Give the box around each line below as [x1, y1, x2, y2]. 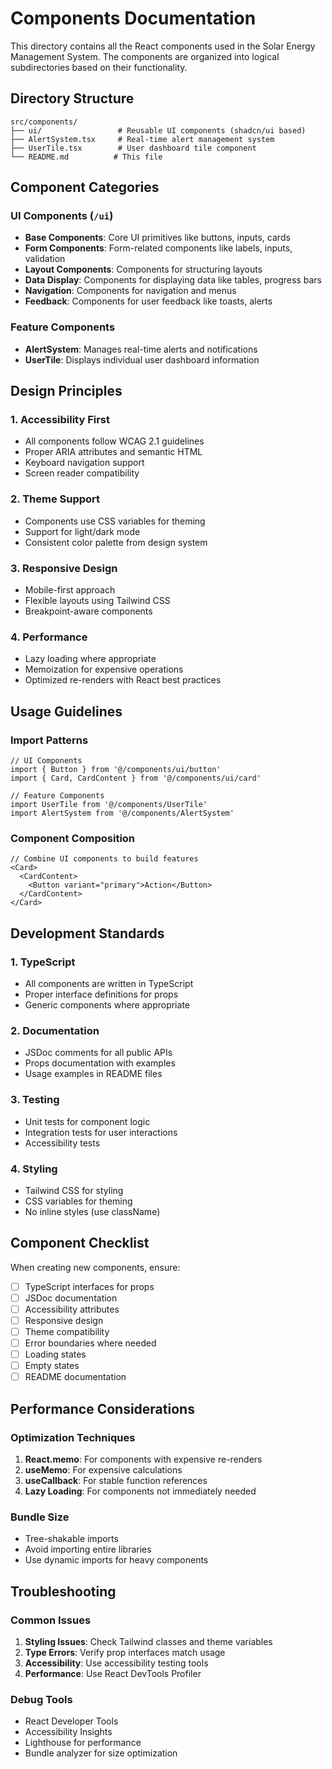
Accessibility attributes [24, 1303, 120, 1315]
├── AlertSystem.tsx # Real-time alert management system [10, 134, 275, 144]
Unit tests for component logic [24, 1115, 151, 1127]
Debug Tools [10, 1692, 73, 1706]
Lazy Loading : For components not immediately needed [24, 1485, 257, 1497]
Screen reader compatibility [24, 467, 140, 479]
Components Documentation [10, 7, 257, 30]
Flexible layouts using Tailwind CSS [24, 595, 171, 607]
